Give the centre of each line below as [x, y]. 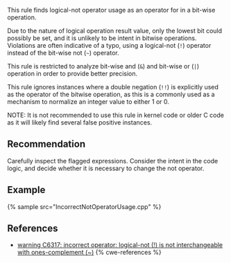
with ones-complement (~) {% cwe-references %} [89, 253]
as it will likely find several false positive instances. [80, 123]
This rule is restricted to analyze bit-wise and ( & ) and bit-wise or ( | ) [103, 66]
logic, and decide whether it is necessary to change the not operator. [106, 168]
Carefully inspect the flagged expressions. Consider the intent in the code [113, 161]
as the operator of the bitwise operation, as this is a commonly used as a [111, 94]
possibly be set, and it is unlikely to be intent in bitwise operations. [102, 38]
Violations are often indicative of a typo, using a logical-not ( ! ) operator [109, 45]
